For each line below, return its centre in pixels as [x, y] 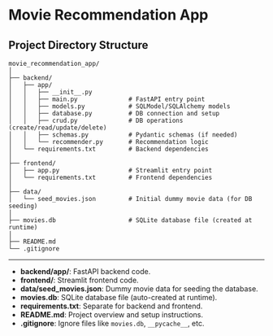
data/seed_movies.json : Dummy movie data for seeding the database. [139, 289]
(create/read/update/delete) [58, 128]
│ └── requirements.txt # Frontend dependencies [110, 177]
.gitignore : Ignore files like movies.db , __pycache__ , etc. [112, 323]
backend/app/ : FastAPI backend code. [85, 271]
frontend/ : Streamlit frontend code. [80, 280]
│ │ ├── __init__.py [50, 92]
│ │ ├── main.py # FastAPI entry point [107, 99]
